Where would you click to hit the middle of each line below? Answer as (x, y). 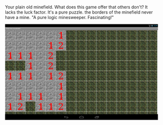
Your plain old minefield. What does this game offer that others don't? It (76, 7)
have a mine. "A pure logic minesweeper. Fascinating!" (59, 17)
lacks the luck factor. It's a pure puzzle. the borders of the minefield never (79, 12)
